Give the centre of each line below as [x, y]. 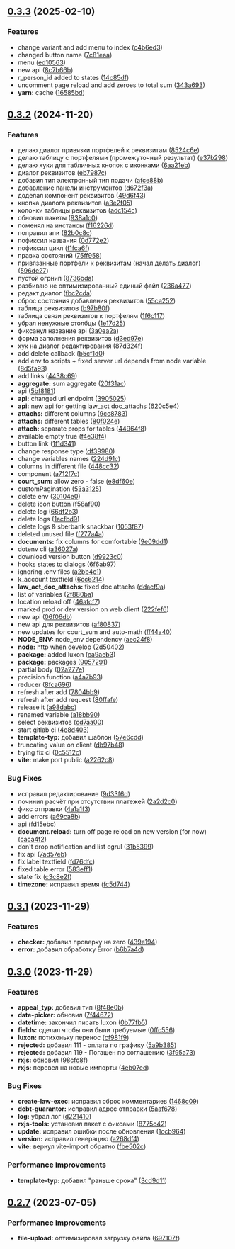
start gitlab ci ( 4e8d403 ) [53, 730]
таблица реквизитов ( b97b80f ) [64, 308]
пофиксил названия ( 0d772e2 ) [63, 241]
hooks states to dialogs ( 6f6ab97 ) [67, 564]
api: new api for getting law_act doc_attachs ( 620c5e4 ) [98, 406]
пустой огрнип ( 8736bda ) [56, 278]
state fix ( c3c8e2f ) [45, 876]
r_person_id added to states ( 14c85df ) [73, 77]
